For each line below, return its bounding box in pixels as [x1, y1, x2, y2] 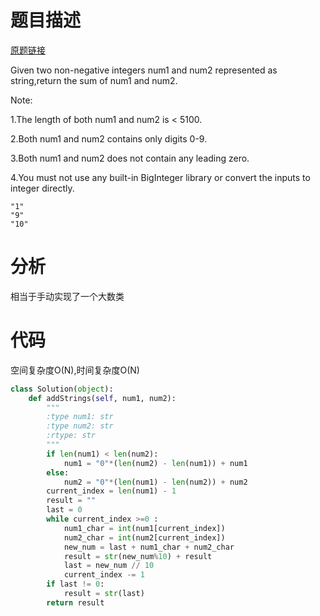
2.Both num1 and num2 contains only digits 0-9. [10, 132, 208, 145]
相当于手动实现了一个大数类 [10, 290, 125, 302]
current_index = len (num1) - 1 [46, 486, 177, 496]
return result [46, 597, 105, 608]
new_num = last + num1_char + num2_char [63, 542, 235, 552]
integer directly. [10, 182, 75, 194]
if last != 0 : [46, 579, 105, 590]
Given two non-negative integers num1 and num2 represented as [10, 64, 278, 76]
